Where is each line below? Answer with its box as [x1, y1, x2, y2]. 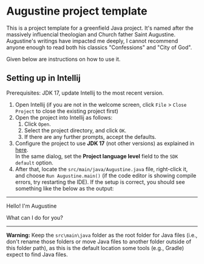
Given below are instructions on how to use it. [6, 55, 121, 63]
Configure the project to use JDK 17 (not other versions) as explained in [15, 140, 194, 147]
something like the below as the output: [15, 184, 114, 192]
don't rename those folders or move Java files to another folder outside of [6, 238, 191, 245]
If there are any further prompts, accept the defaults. [24, 133, 157, 140]
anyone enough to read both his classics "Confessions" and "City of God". [6, 44, 192, 51]
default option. [15, 159, 53, 166]
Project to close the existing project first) [15, 107, 118, 115]
